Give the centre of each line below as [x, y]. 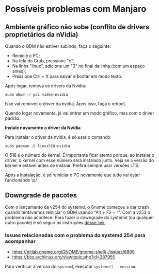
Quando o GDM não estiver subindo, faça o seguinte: [58, 46]
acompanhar [20, 241]
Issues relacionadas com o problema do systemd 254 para [75, 235]
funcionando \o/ [21, 180]
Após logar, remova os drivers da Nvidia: [46, 86]
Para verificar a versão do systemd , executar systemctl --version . [71, 267]
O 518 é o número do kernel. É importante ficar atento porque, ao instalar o [80, 155]
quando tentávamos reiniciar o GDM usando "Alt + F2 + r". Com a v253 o [78, 212]
